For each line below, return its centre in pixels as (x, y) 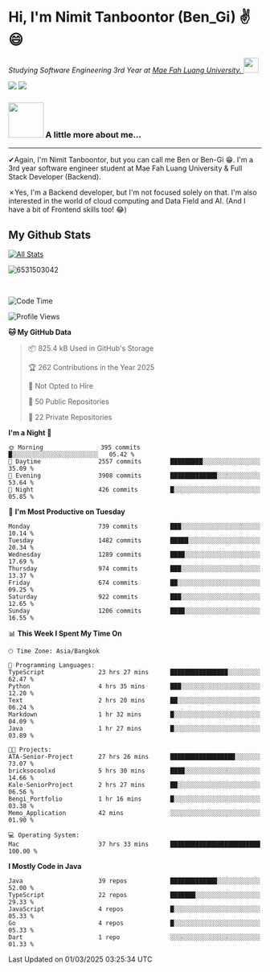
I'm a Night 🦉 (30, 433)
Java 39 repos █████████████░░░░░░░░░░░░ (135, 881)
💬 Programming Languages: (51, 665)
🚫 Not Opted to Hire (61, 386)
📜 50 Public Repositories (69, 402)
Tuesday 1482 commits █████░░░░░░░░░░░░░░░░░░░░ (135, 541)
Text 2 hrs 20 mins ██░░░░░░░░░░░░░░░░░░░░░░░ (135, 701)
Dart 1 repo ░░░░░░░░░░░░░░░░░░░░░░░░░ (135, 937)
